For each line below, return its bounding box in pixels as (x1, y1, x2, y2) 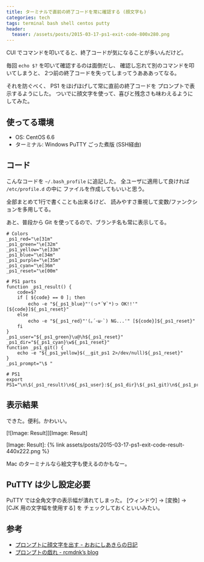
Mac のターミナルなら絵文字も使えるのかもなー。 (6, 460, 131, 467)
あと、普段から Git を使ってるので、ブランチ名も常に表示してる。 (6, 218, 170, 225)
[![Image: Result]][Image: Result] (6, 429, 88, 436)
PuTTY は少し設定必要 (6, 479, 91, 490)
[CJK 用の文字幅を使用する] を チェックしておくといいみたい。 (6, 504, 163, 512)
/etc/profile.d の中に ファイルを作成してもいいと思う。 (6, 185, 148, 192)
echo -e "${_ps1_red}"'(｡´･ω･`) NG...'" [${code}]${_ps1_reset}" (28, 318, 195, 324)
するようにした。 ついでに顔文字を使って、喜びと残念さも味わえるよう (11, 90, 188, 97)
